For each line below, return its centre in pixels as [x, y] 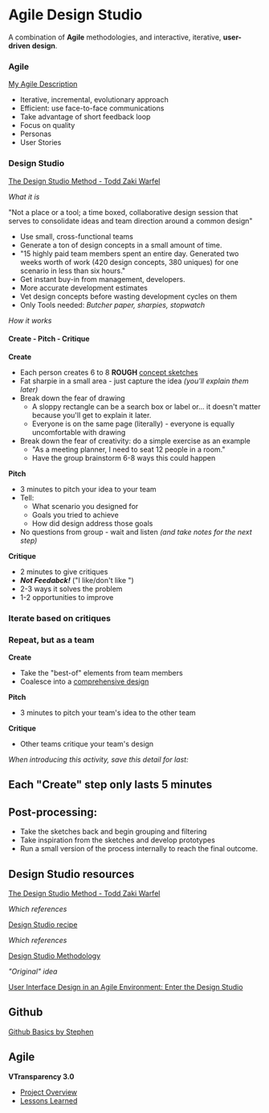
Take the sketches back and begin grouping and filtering [113, 832]
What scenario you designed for [85, 506]
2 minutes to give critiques [64, 571]
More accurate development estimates [84, 288]
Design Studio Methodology [55, 955]
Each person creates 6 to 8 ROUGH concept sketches [109, 372]
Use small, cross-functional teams [77, 236]
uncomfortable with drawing [79, 432]
